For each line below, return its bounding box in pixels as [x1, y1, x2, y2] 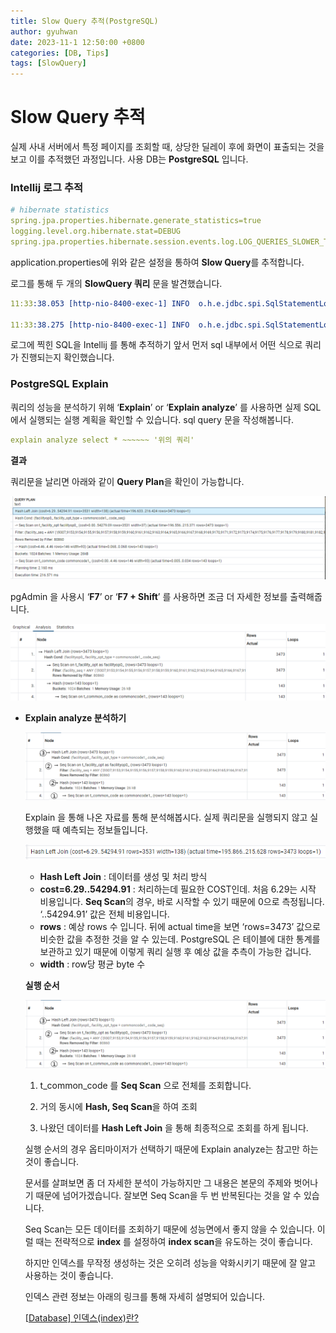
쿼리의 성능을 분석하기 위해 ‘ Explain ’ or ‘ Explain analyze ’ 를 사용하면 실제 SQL [10, 401, 322, 413]
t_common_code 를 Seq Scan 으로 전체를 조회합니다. [39, 1079, 252, 1091]
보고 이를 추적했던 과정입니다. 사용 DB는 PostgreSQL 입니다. [10, 153, 249, 165]
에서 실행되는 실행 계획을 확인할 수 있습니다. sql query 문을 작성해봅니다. [10, 413, 294, 425]
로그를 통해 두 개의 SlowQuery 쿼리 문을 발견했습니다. [10, 277, 223, 289]
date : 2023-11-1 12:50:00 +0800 [10, 37, 145, 47]
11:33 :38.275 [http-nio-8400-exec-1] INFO [10, 320, 190, 330]
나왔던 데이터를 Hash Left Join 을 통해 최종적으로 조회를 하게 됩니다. [39, 1121, 309, 1134]
